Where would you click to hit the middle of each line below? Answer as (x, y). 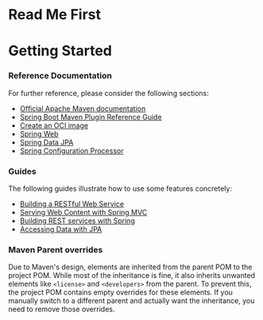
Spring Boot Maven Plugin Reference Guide (91, 117)
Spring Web (39, 133)
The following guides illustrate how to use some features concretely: (120, 188)
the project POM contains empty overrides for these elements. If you (120, 292)
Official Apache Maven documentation (83, 108)
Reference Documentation (60, 75)
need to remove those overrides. (62, 309)
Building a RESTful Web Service (72, 203)
